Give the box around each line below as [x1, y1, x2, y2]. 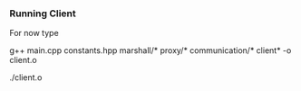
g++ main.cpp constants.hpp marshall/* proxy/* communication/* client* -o [9, 45, 292, 56]
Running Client [9, 7, 77, 20]
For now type [9, 28, 59, 39]
